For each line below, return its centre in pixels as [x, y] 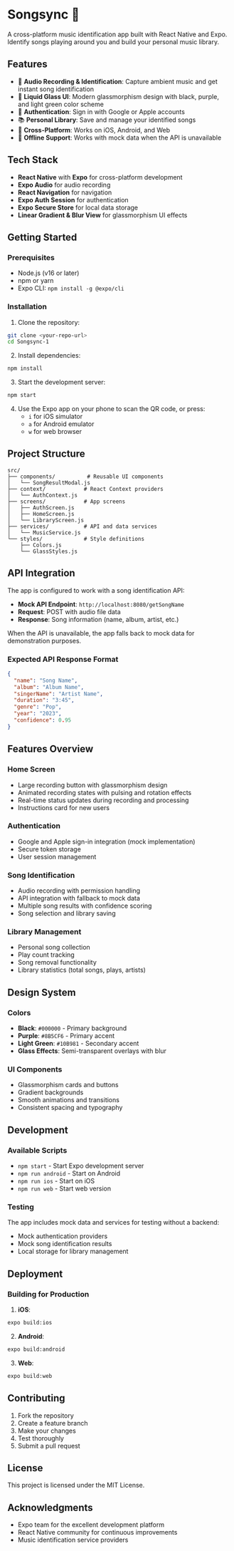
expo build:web [30, 1376]
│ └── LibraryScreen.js [46, 520]
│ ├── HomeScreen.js [41, 514]
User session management [57, 856]
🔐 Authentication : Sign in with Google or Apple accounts [101, 111]
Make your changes [47, 1431]
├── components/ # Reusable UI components [85, 477]
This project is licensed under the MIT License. [76, 1485]
